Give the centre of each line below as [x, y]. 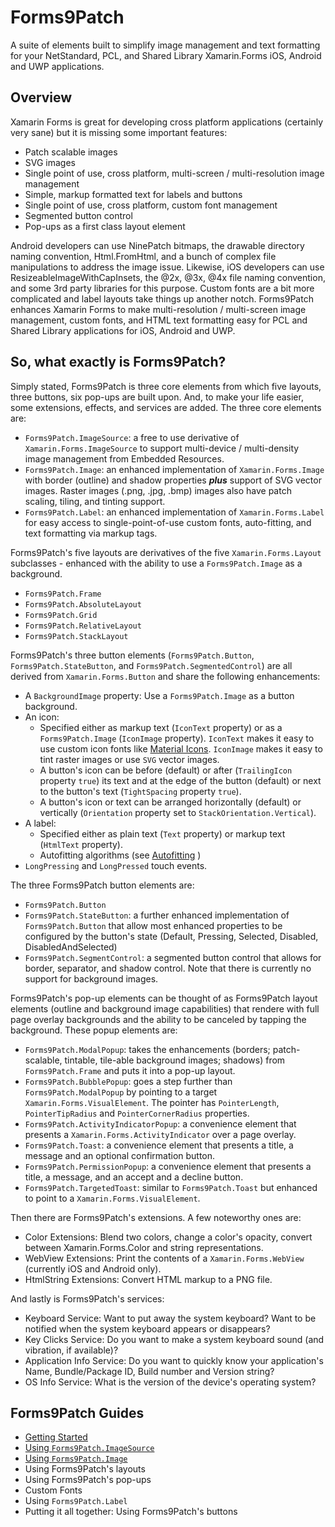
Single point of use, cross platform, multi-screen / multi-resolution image [174, 173]
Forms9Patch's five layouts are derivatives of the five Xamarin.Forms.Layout [166, 552]
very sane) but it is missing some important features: [119, 132]
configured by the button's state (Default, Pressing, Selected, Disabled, [171, 936]
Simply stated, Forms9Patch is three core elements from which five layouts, [166, 386]
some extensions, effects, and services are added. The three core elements [166, 407]
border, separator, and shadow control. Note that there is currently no [168, 968]
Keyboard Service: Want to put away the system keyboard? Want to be [170, 1318]
